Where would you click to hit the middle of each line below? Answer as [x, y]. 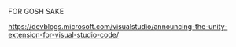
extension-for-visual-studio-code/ [64, 35]
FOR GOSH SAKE [36, 11]
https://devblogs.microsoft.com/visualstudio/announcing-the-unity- [118, 26]
